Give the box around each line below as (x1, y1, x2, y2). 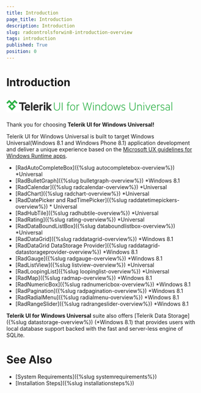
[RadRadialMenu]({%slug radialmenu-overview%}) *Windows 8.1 (15, 294, 179, 301)
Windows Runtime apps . (6, 152, 68, 159)
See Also (6, 353, 53, 367)
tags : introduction (6, 35, 56, 42)
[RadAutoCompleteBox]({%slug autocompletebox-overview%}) (15, 164, 175, 171)
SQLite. (6, 331, 25, 339)
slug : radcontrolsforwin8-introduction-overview (6, 29, 133, 35)
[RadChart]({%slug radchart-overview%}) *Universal (15, 190, 150, 197)
